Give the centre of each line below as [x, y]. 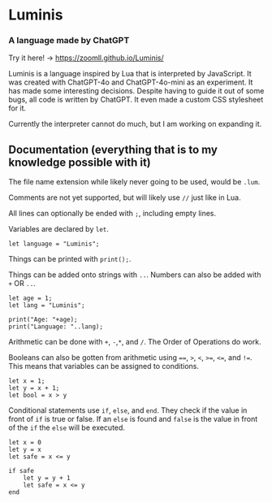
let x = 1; [27, 381]
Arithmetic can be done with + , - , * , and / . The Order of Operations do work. [135, 342]
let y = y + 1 [47, 478]
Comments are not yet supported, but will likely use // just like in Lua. [125, 197]
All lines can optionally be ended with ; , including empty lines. [112, 214]
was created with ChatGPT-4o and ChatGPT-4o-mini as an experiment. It [131, 82]
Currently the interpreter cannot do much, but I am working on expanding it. [135, 124]
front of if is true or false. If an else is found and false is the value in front [133, 419]
